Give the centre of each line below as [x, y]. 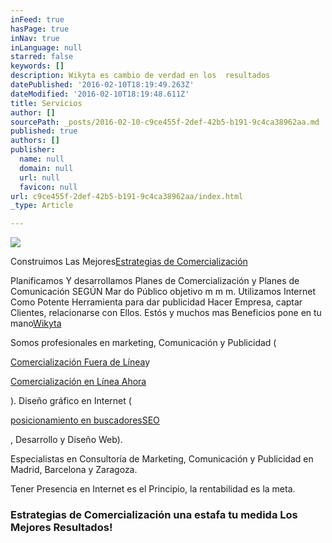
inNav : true [35, 38]
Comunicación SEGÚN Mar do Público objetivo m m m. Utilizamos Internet [163, 292]
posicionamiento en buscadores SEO [85, 420]
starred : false [42, 57]
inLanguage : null [46, 47]
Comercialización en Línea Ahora [78, 382]
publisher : [33, 150]
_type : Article [42, 206]
